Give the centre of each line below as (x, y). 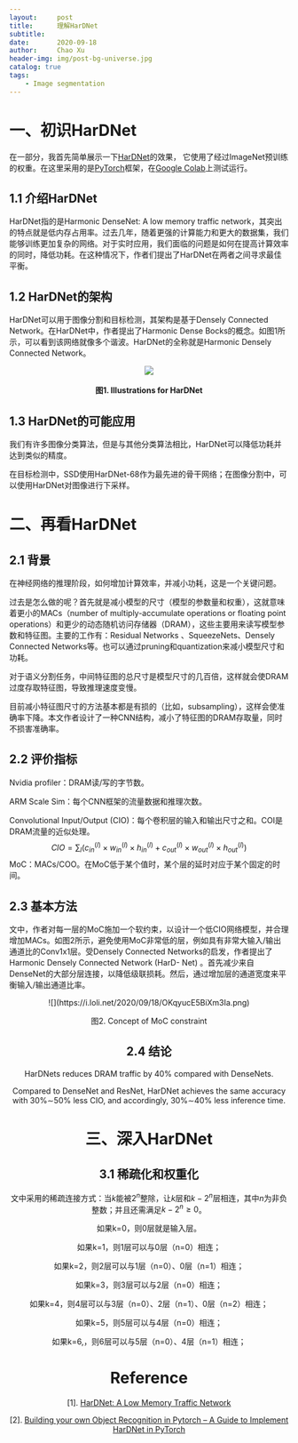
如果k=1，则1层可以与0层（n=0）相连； (149, 1247)
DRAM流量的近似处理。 (52, 831)
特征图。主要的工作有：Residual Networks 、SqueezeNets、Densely (149, 635)
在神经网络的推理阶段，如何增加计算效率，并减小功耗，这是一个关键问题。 (145, 583)
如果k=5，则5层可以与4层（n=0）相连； (149, 1323)
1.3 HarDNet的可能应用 (72, 421)
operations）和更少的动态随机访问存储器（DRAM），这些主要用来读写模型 (143, 624)
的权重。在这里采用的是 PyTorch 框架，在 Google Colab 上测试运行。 (131, 168)
